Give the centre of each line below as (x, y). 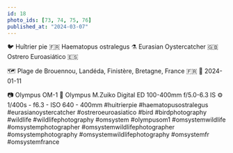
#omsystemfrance (33, 142)
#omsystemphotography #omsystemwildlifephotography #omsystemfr (109, 135)
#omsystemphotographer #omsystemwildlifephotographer (91, 127)
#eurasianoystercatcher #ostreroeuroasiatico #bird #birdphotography (107, 113)
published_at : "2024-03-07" (48, 26)
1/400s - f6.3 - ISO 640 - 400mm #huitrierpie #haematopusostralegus (108, 105)
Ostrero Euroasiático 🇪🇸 (43, 57)
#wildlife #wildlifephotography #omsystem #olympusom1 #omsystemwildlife (116, 120)
